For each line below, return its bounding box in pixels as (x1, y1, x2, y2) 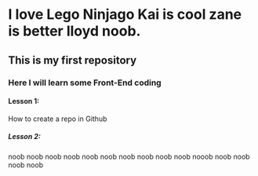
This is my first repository (8, 53, 137, 67)
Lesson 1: (8, 97, 40, 106)
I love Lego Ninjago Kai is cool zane (8, 5, 242, 24)
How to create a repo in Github (8, 114, 107, 123)
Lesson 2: (8, 132, 41, 141)
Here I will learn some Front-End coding (8, 77, 162, 88)
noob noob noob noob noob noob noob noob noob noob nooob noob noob (8, 152, 250, 161)
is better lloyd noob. (8, 22, 141, 40)
